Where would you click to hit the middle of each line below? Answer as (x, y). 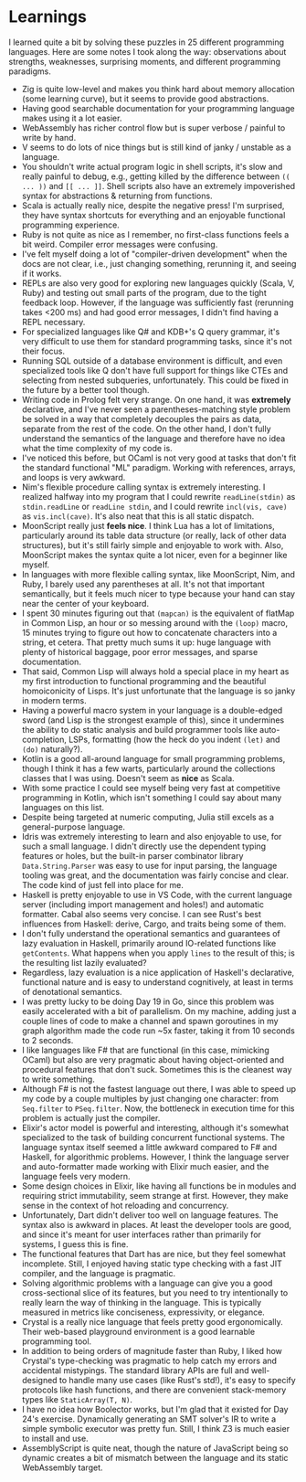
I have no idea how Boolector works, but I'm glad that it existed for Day (155, 1409)
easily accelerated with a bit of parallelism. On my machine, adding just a (159, 1011)
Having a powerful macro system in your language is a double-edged (152, 710)
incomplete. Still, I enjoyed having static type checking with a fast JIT (152, 1264)
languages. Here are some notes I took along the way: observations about (148, 51)
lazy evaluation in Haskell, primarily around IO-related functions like (149, 943)
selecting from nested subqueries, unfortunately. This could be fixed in (155, 380)
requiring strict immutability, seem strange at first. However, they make (155, 1195)
